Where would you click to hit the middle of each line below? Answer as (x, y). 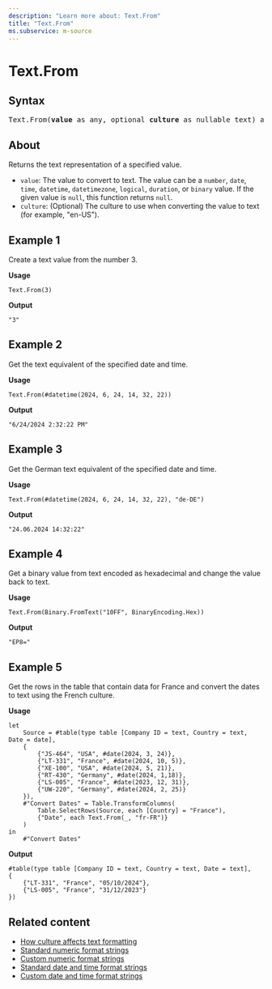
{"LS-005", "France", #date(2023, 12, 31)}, (114, 783)
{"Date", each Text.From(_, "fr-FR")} (103, 818)
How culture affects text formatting (79, 942)
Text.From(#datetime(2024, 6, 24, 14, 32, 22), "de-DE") (106, 499)
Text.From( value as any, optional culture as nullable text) (132, 120)
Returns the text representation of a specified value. (95, 165)
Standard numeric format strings (74, 950)
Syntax (27, 101)
